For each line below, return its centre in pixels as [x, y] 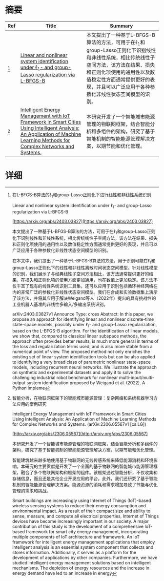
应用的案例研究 [31, 404]
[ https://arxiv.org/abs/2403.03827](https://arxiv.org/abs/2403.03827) [82, 221]
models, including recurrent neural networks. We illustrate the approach [84, 367]
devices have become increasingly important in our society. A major [80, 521]
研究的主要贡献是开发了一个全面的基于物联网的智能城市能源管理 [89, 466]
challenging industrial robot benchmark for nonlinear [65, 378]
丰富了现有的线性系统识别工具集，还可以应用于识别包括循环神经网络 [85, 286]
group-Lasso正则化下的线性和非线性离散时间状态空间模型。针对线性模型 [85, 268]
